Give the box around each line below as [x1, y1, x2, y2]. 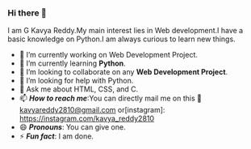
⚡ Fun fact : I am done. [19, 131, 94, 141]
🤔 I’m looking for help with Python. [19, 76, 134, 86]
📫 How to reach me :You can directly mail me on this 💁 [19, 93, 203, 104]
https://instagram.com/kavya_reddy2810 [19, 113, 155, 124]
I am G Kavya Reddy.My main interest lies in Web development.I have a [7, 26, 244, 36]
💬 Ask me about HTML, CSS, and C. [19, 84, 139, 94]
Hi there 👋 [7, 7, 48, 19]
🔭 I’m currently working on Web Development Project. [19, 50, 199, 60]
